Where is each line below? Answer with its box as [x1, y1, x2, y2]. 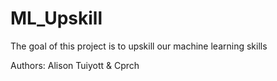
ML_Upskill [10, 7, 103, 30]
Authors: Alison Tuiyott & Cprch [10, 59, 140, 71]
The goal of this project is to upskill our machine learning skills [10, 40, 268, 52]
